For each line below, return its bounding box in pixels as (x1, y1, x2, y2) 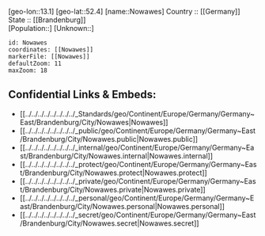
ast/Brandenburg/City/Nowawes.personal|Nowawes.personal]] (19, 201, 225, 211)
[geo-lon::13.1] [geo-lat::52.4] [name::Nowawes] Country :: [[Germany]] (8, 7, 240, 16)
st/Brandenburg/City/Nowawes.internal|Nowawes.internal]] (19, 150, 214, 161)
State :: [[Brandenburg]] (8, 15, 86, 25)
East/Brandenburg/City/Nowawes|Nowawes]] (19, 117, 168, 127)
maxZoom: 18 (8, 67, 47, 74)
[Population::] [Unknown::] (8, 24, 95, 32)
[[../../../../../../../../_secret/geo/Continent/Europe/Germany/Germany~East (19, 210, 256, 219)
